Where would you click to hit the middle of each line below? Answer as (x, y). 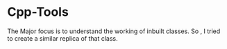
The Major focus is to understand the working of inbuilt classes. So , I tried (114, 31)
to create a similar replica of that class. (62, 38)
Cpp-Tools (38, 12)
